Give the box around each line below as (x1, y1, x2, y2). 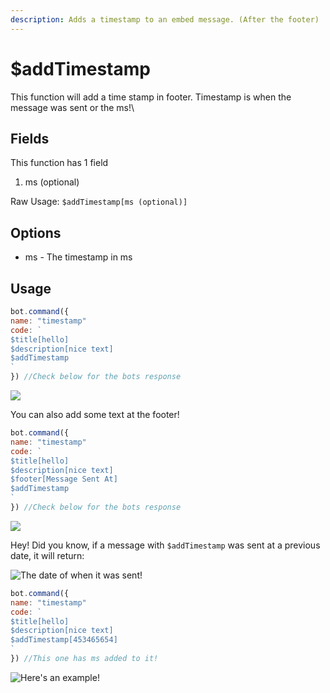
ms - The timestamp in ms (24, 251, 133, 263)
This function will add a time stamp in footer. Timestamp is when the (10, 91, 292, 103)
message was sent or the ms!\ (10, 101, 135, 113)
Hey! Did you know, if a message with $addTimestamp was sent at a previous (10, 539, 321, 551)
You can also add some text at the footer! (10, 409, 180, 420)
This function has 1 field (10, 157, 109, 169)
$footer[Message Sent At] (10, 474, 118, 485)
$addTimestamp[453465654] (10, 635, 118, 645)
